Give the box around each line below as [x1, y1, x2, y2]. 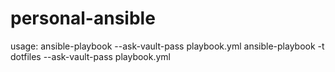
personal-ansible [10, 7, 156, 30]
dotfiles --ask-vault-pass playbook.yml [10, 50, 171, 62]
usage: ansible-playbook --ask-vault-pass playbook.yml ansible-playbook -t [10, 40, 325, 52]
